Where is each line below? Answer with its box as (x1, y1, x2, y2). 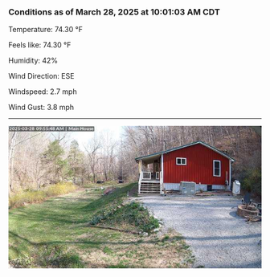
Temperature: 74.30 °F (8, 25, 83, 35)
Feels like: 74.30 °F (8, 40, 72, 50)
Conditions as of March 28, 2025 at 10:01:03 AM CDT (8, 6, 221, 18)
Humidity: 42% (8, 55, 59, 66)
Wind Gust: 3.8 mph (8, 103, 75, 112)
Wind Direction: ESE (8, 71, 75, 81)
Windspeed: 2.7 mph (8, 87, 78, 96)
